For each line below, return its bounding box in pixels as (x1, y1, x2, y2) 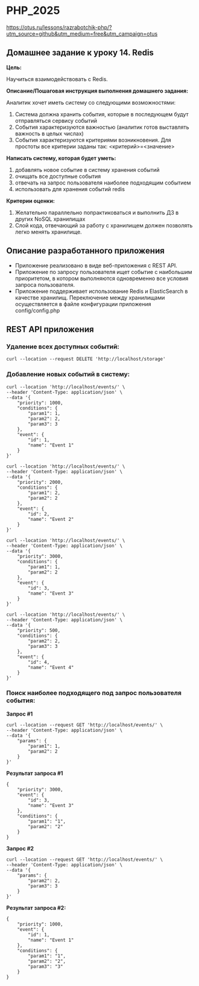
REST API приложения (6, 324, 95, 335)
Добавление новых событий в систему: (6, 370, 130, 379)
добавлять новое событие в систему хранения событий (14, 166, 160, 173)
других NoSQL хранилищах (14, 215, 86, 223)
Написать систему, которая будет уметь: (6, 154, 116, 162)
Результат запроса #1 (6, 769, 63, 777)
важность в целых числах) (14, 129, 84, 137)
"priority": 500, (17, 627, 61, 633)
